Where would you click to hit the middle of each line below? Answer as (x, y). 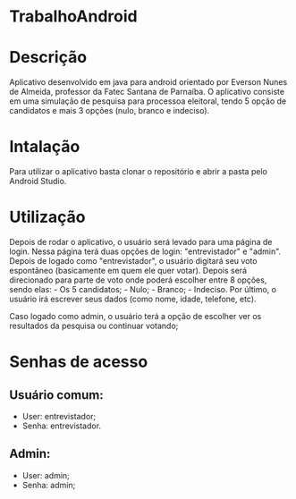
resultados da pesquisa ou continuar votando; (94, 326)
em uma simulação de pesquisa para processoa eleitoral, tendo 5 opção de (148, 101)
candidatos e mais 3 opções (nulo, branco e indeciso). (110, 111)
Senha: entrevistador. (61, 426)
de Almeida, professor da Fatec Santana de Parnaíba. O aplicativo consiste (147, 92)
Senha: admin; (49, 485)
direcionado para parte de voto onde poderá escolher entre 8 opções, (138, 280)
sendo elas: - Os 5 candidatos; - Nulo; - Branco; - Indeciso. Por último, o (143, 289)
